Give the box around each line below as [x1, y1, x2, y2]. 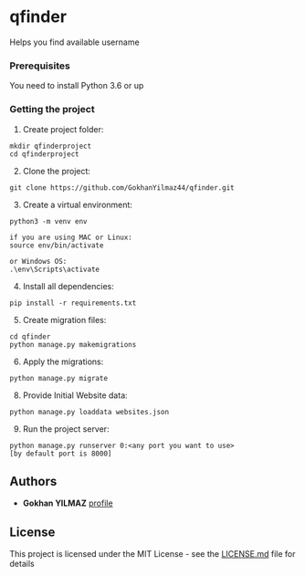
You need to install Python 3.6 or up [9, 80, 144, 91]
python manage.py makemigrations [9, 340, 137, 349]
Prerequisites [9, 59, 70, 72]
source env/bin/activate [9, 240, 104, 250]
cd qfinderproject [9, 149, 79, 159]
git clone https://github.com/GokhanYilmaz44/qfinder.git [9, 183, 235, 193]
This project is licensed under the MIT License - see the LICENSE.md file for [9, 549, 296, 560]
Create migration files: [22, 314, 107, 325]
